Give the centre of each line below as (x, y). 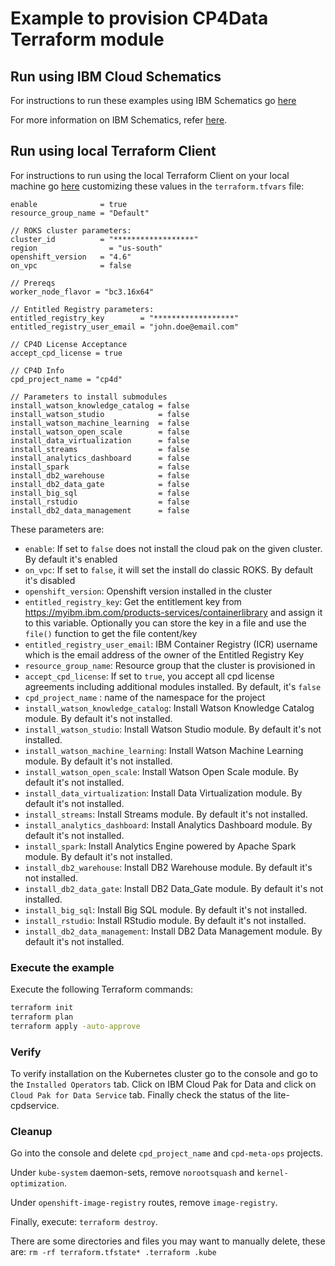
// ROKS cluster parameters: (71, 230)
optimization (37, 1184)
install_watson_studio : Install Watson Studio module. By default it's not (173, 729)
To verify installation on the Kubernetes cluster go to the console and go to (164, 1074)
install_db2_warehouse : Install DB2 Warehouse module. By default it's (168, 867)
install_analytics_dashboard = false (100, 458)
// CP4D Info (37, 370)
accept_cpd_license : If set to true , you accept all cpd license (149, 676)
